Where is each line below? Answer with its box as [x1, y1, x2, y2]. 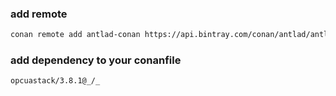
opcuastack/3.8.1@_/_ [10, 76, 101, 86]
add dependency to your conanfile [10, 53, 182, 67]
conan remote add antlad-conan [10, 30, 141, 40]
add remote [10, 7, 68, 21]
